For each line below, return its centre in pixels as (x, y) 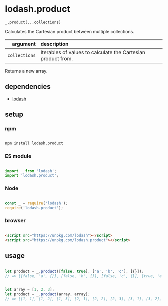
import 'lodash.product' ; (32, 176)
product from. (57, 58)
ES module (18, 156)
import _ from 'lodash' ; (31, 171)
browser (15, 221)
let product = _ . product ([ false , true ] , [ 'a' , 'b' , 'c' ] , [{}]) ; (75, 272)
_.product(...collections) (33, 22)
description (55, 44)
